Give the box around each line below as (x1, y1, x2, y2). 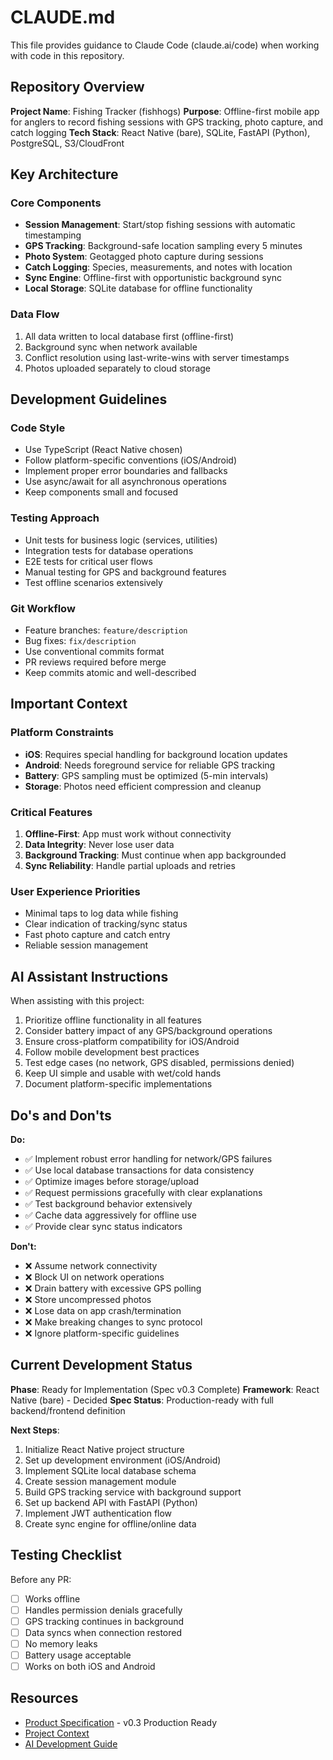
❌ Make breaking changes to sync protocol (24, 1316, 203, 1328)
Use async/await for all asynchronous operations (24, 476, 227, 488)
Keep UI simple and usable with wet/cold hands (24, 1067, 222, 1080)
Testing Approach (10, 511, 100, 525)
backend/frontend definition (10, 1404, 126, 1416)
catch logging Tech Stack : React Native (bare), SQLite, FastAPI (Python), (10, 126, 311, 138)
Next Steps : (10, 1424, 60, 1436)
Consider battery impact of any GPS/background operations (24, 1025, 273, 1037)
